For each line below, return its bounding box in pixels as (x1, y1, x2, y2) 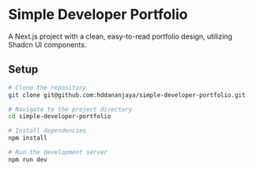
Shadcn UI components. (8, 39, 87, 49)
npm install (8, 134, 47, 143)
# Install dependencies (8, 127, 87, 135)
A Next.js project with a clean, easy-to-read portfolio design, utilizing (8, 32, 233, 41)
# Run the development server (8, 148, 108, 156)
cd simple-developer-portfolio (8, 113, 111, 121)
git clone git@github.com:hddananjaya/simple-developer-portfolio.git (8, 91, 246, 99)
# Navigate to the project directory (8, 105, 133, 113)
